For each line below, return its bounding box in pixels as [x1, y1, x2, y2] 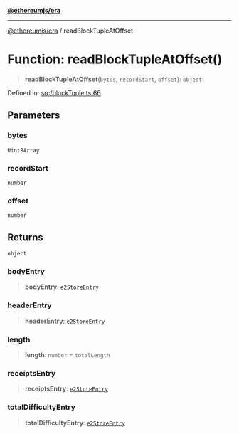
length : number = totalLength [24, 350, 110, 359]
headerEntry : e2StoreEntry [24, 317, 105, 325]
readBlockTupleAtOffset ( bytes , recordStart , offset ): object [24, 75, 203, 83]
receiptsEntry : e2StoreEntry [24, 384, 109, 393]
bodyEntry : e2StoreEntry [24, 282, 100, 291]
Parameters [7, 110, 60, 122]
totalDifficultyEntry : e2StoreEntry [24, 418, 126, 427]
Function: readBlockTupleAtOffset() [7, 51, 223, 68]
